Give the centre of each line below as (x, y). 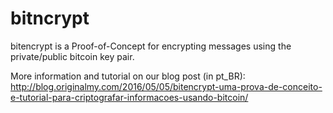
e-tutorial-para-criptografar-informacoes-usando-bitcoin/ (129, 97)
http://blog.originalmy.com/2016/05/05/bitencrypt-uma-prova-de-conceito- (166, 86)
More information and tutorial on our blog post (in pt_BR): (128, 76)
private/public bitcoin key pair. (72, 56)
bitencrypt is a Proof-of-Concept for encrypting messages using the (151, 46)
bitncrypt (50, 18)
